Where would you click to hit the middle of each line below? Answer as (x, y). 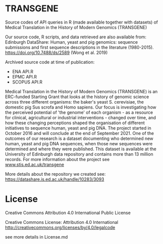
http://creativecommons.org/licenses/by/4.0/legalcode (60, 227)
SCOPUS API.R (27, 82)
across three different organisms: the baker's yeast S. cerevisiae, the (74, 102)
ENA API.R (23, 71)
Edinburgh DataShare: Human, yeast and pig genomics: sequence (71, 42)
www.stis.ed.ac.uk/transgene (35, 164)
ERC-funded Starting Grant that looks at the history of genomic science (77, 97)
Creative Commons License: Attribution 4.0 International (62, 222)
